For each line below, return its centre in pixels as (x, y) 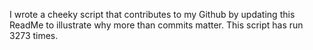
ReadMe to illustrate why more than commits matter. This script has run (156, 25)
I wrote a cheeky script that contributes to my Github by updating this (152, 14)
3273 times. (34, 35)
